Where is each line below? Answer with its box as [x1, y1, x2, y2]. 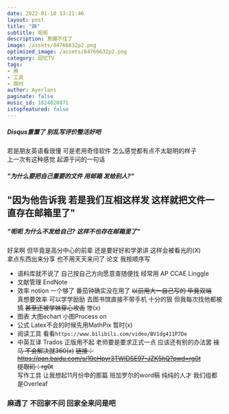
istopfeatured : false [7, 106, 69, 113]
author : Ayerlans [7, 87, 57, 93]
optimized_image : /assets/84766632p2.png [7, 49, 128, 56]
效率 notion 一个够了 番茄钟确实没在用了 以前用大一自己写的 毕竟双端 [16, 286, 212, 295]
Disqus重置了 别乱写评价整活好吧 [7, 128, 101, 136]
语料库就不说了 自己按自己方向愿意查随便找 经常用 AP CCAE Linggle [16, 269, 209, 277]
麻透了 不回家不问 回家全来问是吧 [7, 398, 117, 408]
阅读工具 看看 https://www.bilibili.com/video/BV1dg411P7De [16, 329, 187, 337]
